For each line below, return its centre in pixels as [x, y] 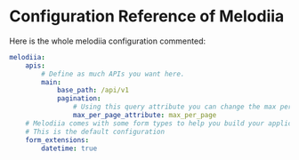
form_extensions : [57, 140]
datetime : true [69, 148]
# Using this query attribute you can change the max [174, 107]
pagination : [79, 99]
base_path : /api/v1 [93, 91]
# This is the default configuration [95, 132]
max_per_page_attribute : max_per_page [145, 116]
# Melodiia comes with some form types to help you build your [145, 123]
